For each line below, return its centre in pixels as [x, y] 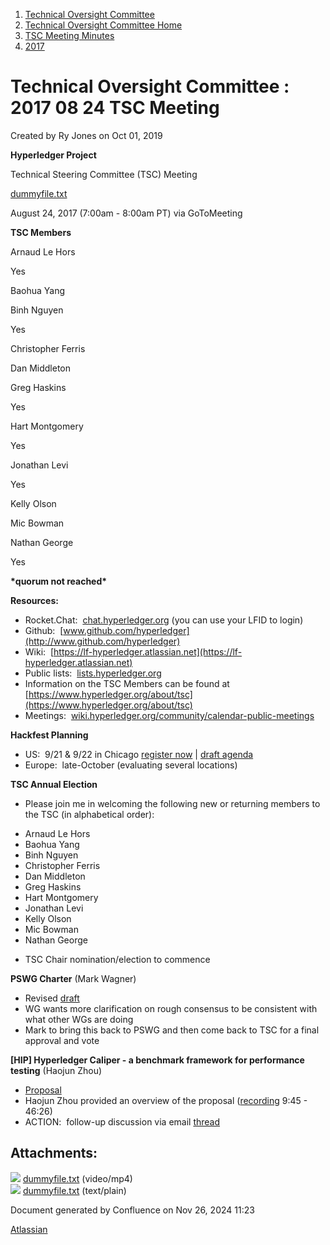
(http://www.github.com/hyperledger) [102, 641]
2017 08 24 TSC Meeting [115, 108]
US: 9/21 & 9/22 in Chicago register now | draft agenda [139, 754]
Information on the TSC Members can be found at [127, 683]
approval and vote [62, 1040]
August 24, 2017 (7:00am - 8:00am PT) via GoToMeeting [126, 213]
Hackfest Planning [49, 735]
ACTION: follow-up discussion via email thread [122, 1121]
